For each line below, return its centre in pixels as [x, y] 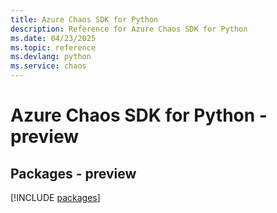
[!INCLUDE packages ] [55, 197]
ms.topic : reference [53, 47]
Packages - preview [73, 173]
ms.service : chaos [48, 66]
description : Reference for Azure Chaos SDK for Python [129, 29]
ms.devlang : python [51, 57]
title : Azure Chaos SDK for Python [84, 19]
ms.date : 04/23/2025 [53, 38]
